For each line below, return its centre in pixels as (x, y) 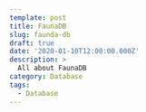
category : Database (46, 77)
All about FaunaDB (53, 69)
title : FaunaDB (38, 26)
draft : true (32, 43)
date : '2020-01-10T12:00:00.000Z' (75, 51)
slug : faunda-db (40, 34)
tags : (19, 85)
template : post (38, 18)
